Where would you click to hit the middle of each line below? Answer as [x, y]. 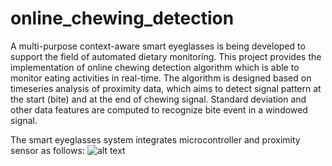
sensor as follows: [47, 150]
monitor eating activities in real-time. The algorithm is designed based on [161, 78]
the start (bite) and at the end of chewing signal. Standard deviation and [158, 99]
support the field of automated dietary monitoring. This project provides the [166, 56]
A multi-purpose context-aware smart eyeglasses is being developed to [158, 46]
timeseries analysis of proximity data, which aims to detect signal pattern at [166, 88]
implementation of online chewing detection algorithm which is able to [155, 67]
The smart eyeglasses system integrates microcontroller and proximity [155, 139]
